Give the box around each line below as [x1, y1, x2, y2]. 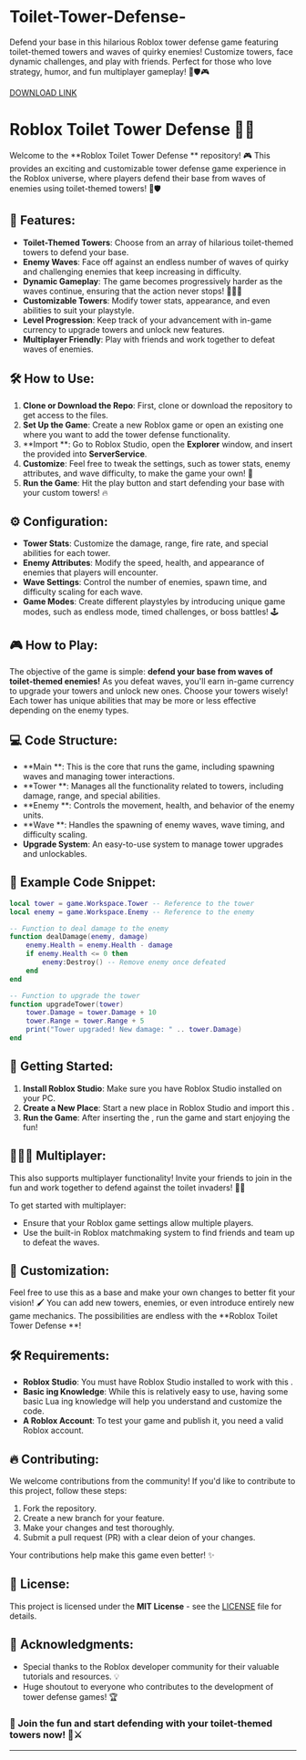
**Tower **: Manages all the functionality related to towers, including [22, 780, 284, 791]
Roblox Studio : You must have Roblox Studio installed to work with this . [22, 1376, 293, 1387]
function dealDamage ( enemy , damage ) [9, 932, 148, 942]
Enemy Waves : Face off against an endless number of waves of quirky [22, 256, 290, 267]
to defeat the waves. [22, 1237, 100, 1248]
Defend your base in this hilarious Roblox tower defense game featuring [9, 36, 280, 47]
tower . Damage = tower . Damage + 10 [25, 1008, 157, 1017]
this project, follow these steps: [9, 1485, 127, 1496]
